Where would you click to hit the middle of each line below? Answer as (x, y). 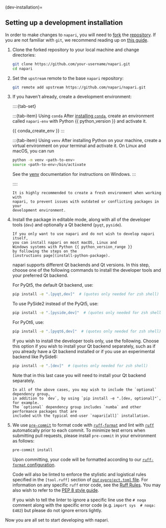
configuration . (41, 464)
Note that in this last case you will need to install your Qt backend (79, 375)
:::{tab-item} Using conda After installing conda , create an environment (83, 116)
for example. (26, 403)
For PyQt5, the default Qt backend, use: (53, 285)
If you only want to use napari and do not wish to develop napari (83, 234)
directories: (24, 55)
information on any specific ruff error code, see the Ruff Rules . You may (86, 485)
